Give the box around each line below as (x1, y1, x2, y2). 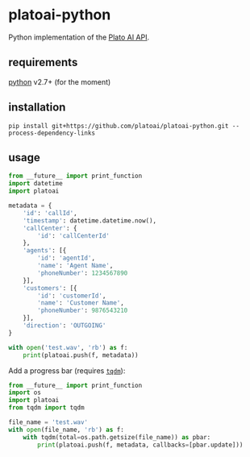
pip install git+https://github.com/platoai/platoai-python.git (8, 122, 229, 130)
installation (8, 101, 66, 114)
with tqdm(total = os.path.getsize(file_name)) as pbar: (23, 433, 211, 441)
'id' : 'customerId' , (37, 292, 106, 300)
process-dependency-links (8, 129, 95, 137)
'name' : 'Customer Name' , (37, 299, 125, 307)
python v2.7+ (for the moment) (8, 77, 111, 86)
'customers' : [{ (23, 284, 78, 292)
